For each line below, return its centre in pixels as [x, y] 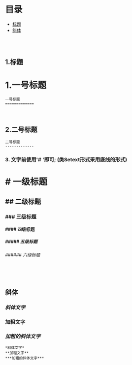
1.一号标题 [26, 85]
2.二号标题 [21, 130]
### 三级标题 [21, 216]
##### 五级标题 [21, 242]
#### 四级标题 [20, 229]
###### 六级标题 [23, 255]
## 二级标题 [23, 201]
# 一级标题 [26, 182]
